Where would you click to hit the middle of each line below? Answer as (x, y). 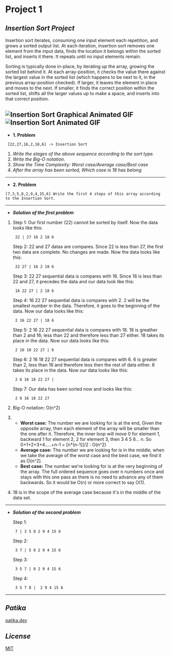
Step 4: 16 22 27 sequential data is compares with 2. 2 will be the (81, 300)
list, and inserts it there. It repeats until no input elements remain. (73, 56)
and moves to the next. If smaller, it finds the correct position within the (80, 88)
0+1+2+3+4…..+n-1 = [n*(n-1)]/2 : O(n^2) (63, 444)
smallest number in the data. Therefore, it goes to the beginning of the (86, 306)
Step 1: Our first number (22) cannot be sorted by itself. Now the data (85, 222)
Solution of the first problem (43, 213)
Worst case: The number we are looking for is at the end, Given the (91, 423)
